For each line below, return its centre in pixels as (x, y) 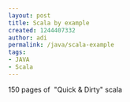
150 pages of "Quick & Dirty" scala (65, 89)
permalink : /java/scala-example (61, 45)
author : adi (28, 38)
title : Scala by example (49, 23)
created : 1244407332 (42, 30)
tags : (17, 52)
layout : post (30, 15)
